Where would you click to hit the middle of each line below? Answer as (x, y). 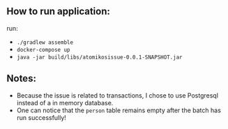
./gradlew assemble (45, 42)
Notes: (21, 78)
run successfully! (41, 117)
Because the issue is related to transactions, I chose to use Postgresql (117, 95)
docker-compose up (43, 50)
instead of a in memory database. (65, 103)
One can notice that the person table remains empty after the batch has (119, 110)
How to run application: (59, 12)
